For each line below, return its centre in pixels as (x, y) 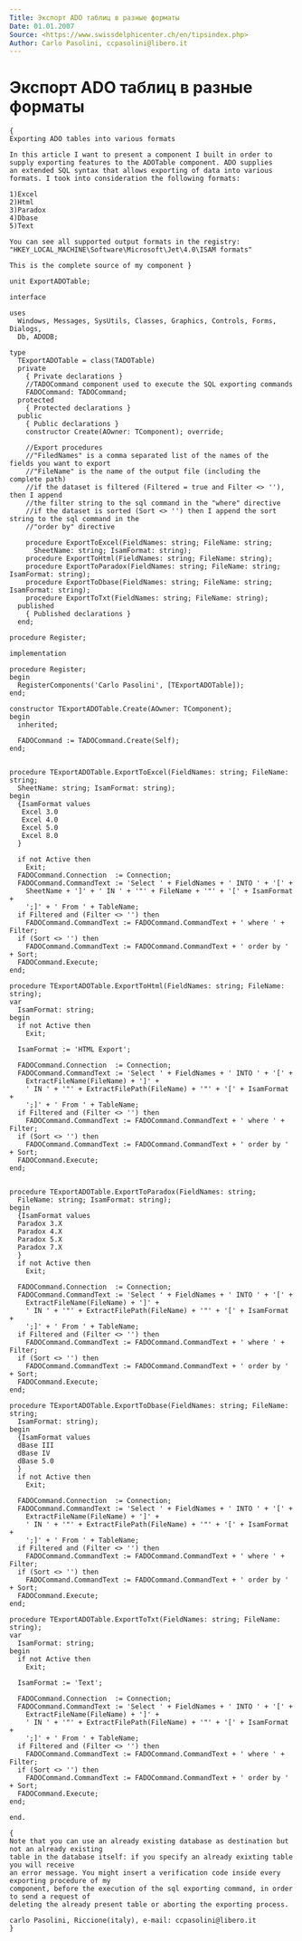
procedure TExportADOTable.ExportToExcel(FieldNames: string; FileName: (149, 773)
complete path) (38, 480)
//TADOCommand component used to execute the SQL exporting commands (160, 385)
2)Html (22, 203)
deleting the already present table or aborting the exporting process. (149, 1905)
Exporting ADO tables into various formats (93, 139)
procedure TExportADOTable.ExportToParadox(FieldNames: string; (133, 1192)
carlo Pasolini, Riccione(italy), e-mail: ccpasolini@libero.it (133, 1921)
